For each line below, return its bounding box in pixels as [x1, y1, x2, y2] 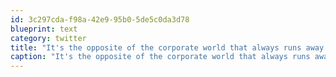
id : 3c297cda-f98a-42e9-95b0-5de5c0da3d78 [10, 14, 190, 25]
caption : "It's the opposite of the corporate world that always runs [10, 52, 311, 62]
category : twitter [10, 33, 87, 43]
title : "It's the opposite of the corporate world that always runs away [10, 42, 325, 53]
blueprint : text [10, 24, 78, 34]
